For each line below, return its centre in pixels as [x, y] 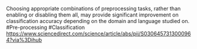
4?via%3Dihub [24, 40]
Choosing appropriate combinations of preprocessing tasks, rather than [93, 9]
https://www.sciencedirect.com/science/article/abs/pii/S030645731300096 [98, 34]
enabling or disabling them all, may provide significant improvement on [93, 15]
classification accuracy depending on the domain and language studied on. [98, 21]
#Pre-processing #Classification [46, 27]
